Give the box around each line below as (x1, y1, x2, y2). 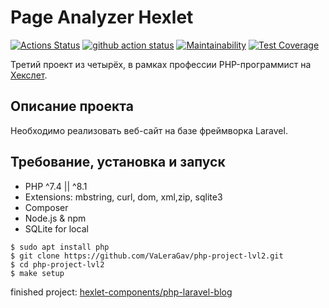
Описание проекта (10, 98, 134, 115)
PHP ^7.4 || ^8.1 (24, 180, 88, 192)
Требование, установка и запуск (10, 154, 226, 171)
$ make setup (10, 268, 65, 278)
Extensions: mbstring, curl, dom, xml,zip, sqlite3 (24, 191, 223, 203)
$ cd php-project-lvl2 (10, 259, 105, 270)
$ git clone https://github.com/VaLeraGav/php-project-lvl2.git (10, 251, 284, 261)
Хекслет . (10, 69, 48, 81)
